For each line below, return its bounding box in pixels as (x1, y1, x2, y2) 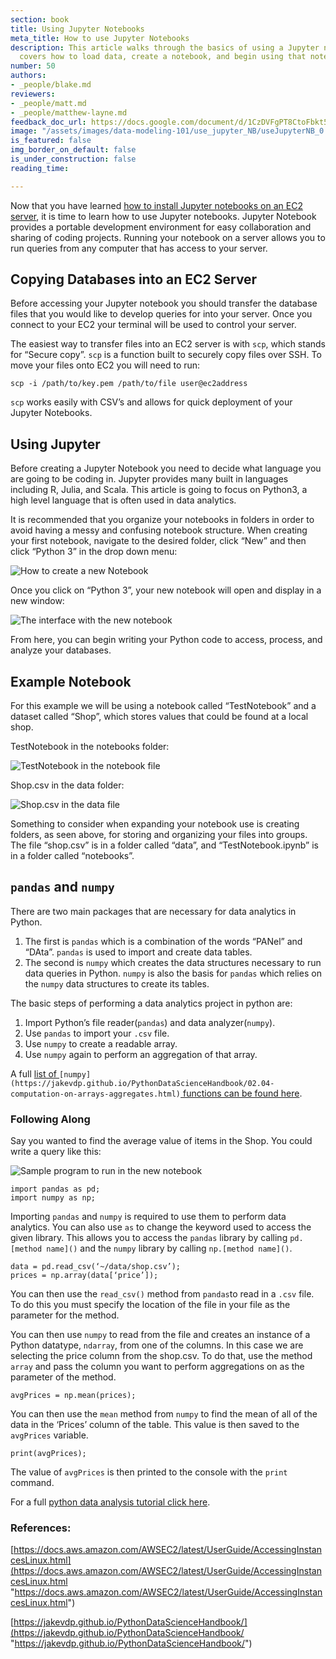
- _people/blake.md (10, 80, 92, 90)
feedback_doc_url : (10, 117, 87, 127)
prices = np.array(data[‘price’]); (10, 1271, 159, 1281)
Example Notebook (10, 673, 132, 690)
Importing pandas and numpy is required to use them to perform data (10, 1211, 287, 1223)
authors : (10, 71, 47, 81)
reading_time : (10, 163, 70, 173)
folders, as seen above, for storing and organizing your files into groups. (10, 829, 308, 841)
